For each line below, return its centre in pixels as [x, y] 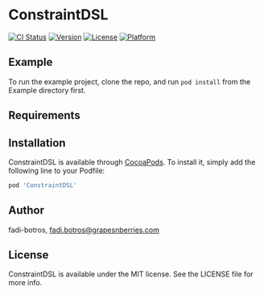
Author [26, 210]
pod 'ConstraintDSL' [43, 185]
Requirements [44, 115]
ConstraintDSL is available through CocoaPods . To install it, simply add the [132, 161]
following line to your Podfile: [57, 170]
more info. [25, 283]
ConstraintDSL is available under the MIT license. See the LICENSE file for [131, 274]
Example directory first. [47, 90]
